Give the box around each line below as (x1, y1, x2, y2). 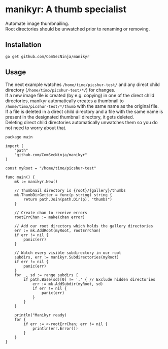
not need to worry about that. (5, 125, 67, 131)
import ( (5, 143, 24, 149)
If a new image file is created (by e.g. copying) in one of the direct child (5, 92, 155, 98)
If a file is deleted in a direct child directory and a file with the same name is (5, 108, 163, 114)
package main (5, 134, 33, 139)
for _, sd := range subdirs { (14, 272, 79, 278)
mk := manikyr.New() (14, 179, 58, 184)
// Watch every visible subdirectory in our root (14, 250, 122, 255)
